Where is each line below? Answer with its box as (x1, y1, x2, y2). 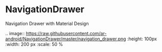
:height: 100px (127, 36, 157, 42)
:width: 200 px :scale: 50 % (5, 41, 63, 47)
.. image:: (5, 30, 25, 36)
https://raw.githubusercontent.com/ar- (26, 30, 107, 36)
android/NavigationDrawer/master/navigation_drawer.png (5, 36, 126, 42)
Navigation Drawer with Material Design (5, 20, 89, 27)
